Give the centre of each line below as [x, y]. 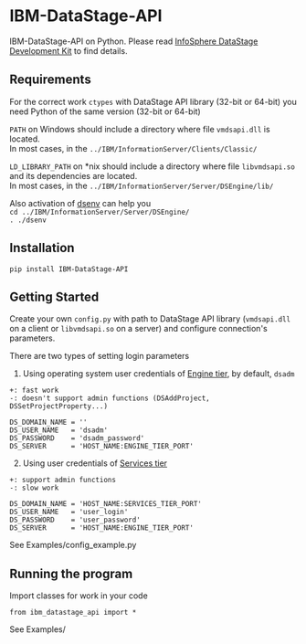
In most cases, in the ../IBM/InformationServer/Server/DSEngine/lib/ [142, 185]
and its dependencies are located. [74, 175]
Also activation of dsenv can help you [80, 203]
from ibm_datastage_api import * [73, 613]
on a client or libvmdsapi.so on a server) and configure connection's [138, 329]
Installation [42, 248]
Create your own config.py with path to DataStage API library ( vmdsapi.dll [150, 319]
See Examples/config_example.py [73, 545]
